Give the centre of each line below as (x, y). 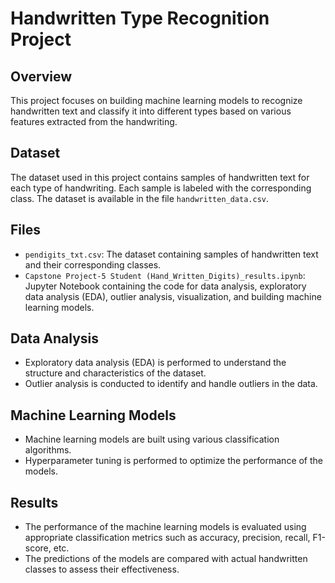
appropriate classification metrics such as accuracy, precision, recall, (167, 538)
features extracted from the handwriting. (94, 121)
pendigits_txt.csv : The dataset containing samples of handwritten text (171, 254)
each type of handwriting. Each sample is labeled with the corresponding (161, 188)
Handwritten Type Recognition (140, 18)
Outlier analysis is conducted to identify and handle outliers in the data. (171, 384)
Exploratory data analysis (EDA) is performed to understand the (155, 363)
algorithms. (48, 450)
